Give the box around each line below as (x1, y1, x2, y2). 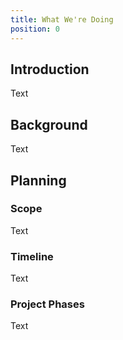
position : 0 (10, 24, 60, 34)
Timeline (10, 249, 54, 263)
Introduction (10, 61, 90, 78)
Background (10, 116, 88, 133)
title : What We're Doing (10, 14, 114, 25)
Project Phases (10, 297, 85, 311)
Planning (10, 172, 67, 189)
